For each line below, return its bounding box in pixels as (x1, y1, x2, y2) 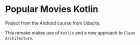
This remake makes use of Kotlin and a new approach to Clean (5, 29, 135, 35)
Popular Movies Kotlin (5, 3, 98, 15)
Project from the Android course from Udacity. (5, 20, 101, 26)
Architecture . (5, 35, 33, 41)
